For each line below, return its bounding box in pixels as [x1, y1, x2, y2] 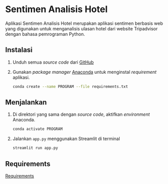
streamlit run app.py [12, 146, 58, 151]
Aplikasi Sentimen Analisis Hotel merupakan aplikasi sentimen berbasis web [5, 20, 163, 26]
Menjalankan [5, 98, 47, 107]
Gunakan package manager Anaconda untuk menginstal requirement [12, 69, 157, 75]
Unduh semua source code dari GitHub [12, 59, 94, 65]
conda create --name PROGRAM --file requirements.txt [12, 84, 128, 89]
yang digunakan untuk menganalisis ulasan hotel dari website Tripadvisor [5, 25, 158, 31]
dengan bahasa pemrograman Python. [5, 31, 85, 37]
